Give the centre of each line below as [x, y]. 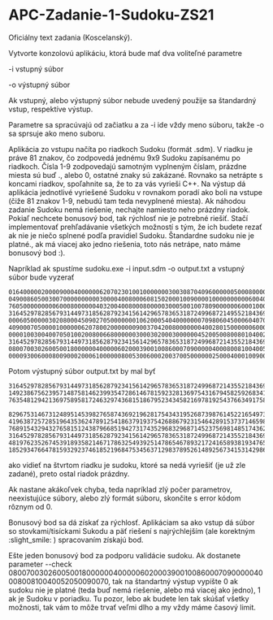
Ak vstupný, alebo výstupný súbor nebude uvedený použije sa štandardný [132, 100]
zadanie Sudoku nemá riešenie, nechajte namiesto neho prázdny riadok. [129, 210]
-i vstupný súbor [36, 69]
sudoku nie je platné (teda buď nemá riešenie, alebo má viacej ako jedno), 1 [135, 590]
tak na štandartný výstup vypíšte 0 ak [175, 581]
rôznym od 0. [30, 506]
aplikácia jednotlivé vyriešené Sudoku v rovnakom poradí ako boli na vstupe [135, 192]
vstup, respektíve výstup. [51, 109]
